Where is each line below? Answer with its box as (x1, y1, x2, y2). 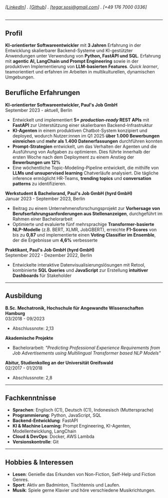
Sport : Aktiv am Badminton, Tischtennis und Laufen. (12, 482, 120, 488)
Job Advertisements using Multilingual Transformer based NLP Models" (12, 350, 161, 356)
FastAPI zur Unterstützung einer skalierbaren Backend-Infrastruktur (12, 122, 153, 128)
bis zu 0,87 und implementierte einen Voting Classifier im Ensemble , (12, 231, 156, 237)
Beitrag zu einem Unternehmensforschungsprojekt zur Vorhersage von (12, 205, 160, 211)
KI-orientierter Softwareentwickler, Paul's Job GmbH (5, 101, 118, 107)
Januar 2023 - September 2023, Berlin (5, 195, 85, 201)
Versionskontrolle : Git (12, 439, 59, 445)
